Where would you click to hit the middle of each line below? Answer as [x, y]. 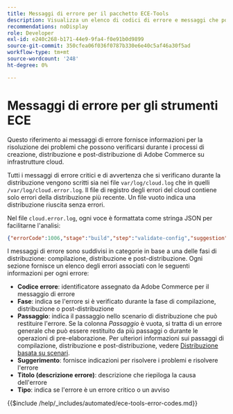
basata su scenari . [44, 353]
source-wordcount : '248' [43, 59]
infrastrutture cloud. [36, 162]
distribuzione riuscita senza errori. [56, 205]
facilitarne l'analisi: [34, 225]
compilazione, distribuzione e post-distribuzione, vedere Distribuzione [118, 346]
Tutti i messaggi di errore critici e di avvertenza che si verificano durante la [114, 175]
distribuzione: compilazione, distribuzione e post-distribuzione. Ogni [105, 259]
